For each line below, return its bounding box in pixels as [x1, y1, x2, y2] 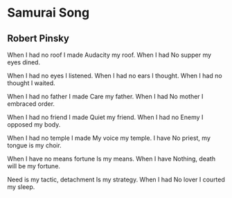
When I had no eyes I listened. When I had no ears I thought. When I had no [7, 71, 223, 80]
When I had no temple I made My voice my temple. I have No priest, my [7, 134, 211, 142]
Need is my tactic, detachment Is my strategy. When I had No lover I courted [7, 175, 225, 183]
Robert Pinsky [7, 33, 69, 44]
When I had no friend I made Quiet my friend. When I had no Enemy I [7, 113, 204, 121]
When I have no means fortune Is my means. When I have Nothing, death [7, 154, 216, 163]
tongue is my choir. [7, 141, 62, 150]
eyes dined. [7, 58, 40, 66]
